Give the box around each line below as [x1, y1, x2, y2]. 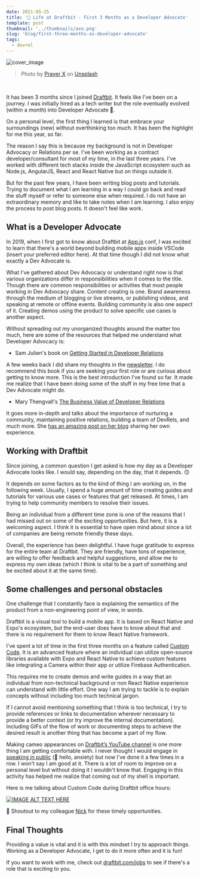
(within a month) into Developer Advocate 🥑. [6, 106, 115, 113]
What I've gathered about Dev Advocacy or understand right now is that [6, 268, 183, 276]
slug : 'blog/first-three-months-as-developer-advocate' [6, 31, 148, 37]
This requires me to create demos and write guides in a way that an [6, 673, 172, 680]
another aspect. [6, 313, 45, 321]
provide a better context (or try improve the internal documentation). [6, 717, 174, 724]
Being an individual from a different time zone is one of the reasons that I [6, 511, 185, 518]
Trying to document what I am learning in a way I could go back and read [6, 185, 186, 192]
